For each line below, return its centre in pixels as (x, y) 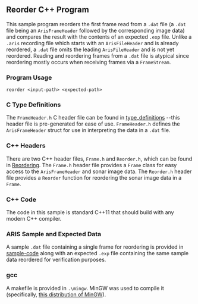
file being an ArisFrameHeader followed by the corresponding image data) (96, 30)
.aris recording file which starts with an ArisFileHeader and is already (92, 43)
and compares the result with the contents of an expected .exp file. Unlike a (99, 37)
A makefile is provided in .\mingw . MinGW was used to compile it (85, 288)
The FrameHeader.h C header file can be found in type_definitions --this (93, 118)
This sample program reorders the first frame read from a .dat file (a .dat (96, 24)
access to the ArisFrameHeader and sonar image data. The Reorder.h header (99, 171)
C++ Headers (26, 146)
